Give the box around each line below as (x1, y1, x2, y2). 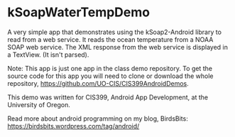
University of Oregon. (7, 100, 71, 109)
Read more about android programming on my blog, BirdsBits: (7, 114, 188, 123)
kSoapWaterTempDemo (7, 4, 151, 21)
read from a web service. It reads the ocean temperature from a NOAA (7, 35, 214, 43)
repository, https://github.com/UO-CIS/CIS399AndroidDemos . (7, 79, 190, 87)
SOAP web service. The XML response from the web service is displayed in (7, 43, 229, 51)
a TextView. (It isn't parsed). (7, 50, 89, 59)
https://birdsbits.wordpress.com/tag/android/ (7, 121, 140, 130)
